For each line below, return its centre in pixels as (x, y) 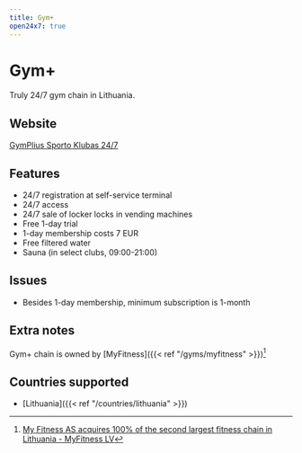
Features (35, 173)
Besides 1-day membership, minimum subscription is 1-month (136, 302)
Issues (28, 281)
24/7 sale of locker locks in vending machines (107, 214)
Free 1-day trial (50, 224)
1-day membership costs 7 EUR (80, 234)
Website (33, 124)
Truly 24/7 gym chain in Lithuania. (72, 95)
